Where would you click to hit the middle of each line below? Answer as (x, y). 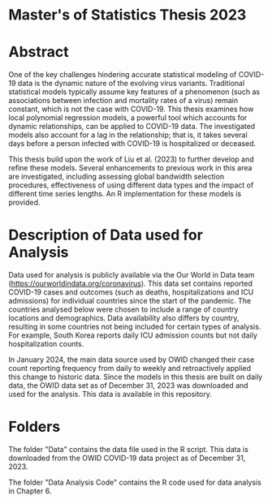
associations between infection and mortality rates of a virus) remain (123, 101)
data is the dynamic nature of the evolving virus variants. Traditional (131, 84)
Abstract (39, 52)
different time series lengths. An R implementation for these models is (125, 194)
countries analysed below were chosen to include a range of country (123, 309)
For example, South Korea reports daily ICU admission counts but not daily (133, 335)
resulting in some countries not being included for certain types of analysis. (135, 327)
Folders (35, 427)
